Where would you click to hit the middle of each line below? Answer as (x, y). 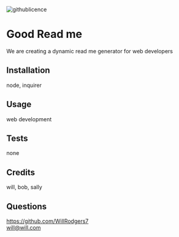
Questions (27, 206)
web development (29, 119)
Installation (28, 70)
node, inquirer (24, 85)
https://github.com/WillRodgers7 (48, 221)
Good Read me (44, 34)
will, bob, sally (25, 187)
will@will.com (24, 228)
